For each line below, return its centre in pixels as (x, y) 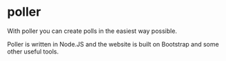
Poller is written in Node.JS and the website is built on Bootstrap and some (113, 44)
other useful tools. (33, 51)
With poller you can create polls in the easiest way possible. (92, 31)
